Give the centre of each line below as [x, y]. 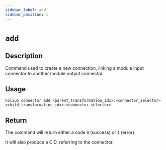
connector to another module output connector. [55, 73]
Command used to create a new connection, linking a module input [75, 68]
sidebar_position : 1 [27, 15]
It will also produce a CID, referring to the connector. [60, 142]
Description [24, 56]
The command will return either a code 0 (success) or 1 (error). [70, 132]
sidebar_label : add [26, 10]
